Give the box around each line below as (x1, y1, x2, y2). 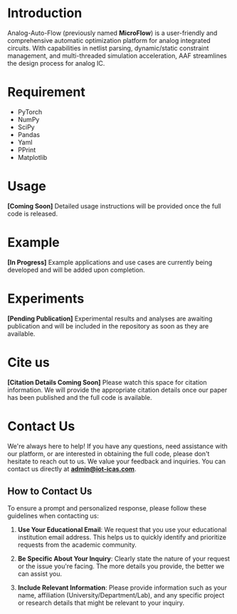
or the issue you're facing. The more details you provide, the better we (17, 562, 225, 570)
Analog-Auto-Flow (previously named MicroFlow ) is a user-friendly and (7, 29, 218, 37)
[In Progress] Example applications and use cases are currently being (7, 258, 213, 266)
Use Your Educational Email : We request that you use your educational (17, 525, 227, 534)
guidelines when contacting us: (7, 512, 100, 520)
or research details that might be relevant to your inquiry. (17, 598, 185, 608)
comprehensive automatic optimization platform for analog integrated (7, 36, 211, 44)
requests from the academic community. (17, 540, 137, 549)
